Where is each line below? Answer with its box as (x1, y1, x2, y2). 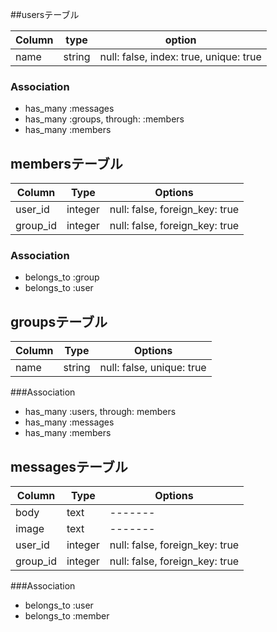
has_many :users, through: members (24, 406, 177, 418)
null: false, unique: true (99, 361, 207, 375)
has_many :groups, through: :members (24, 113, 185, 125)
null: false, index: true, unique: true (99, 50, 262, 63)
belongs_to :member (24, 610, 110, 622)
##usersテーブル (10, 9, 80, 20)
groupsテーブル (10, 313, 108, 330)
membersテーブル (10, 155, 123, 172)
